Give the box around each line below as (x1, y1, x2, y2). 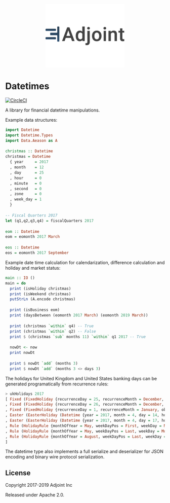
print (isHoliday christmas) (10, 286, 71, 291)
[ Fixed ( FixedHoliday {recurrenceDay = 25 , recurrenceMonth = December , (5, 397, 164, 402)
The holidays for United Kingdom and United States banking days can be (5, 375, 157, 381)
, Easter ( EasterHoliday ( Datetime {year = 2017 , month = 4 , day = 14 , (5, 413, 159, 418)
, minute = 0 (10, 181, 42, 186)
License (5, 469, 31, 477)
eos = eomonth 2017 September (5, 250, 69, 256)
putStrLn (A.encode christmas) (10, 297, 76, 302)
